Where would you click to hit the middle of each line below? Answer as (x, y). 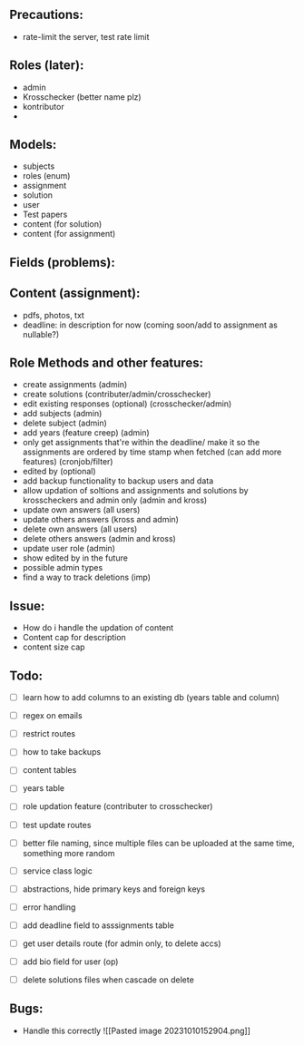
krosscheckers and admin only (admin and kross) (115, 500)
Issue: (27, 606)
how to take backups (62, 752)
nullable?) (41, 334)
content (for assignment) (69, 234)
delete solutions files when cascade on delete (108, 980)
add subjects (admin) (62, 414)
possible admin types (63, 568)
